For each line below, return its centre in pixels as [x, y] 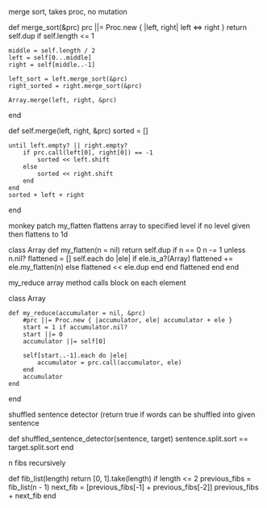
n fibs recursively [37, 463]
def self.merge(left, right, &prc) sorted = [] [78, 131]
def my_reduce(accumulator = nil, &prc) [77, 313]
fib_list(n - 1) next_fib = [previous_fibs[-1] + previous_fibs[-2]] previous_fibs [134, 487]
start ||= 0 [43, 334]
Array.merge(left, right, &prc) [63, 100]
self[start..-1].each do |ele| [75, 355]
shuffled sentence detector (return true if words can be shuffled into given [132, 414]
